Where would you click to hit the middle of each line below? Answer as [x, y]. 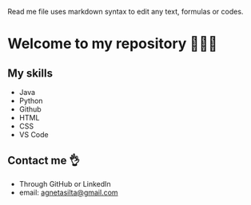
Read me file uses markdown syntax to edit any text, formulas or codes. [125, 12]
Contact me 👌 [44, 161]
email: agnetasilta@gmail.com [68, 192]
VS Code [34, 134]
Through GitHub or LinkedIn [65, 183]
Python [31, 101]
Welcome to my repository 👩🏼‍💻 [112, 44]
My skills [30, 73]
